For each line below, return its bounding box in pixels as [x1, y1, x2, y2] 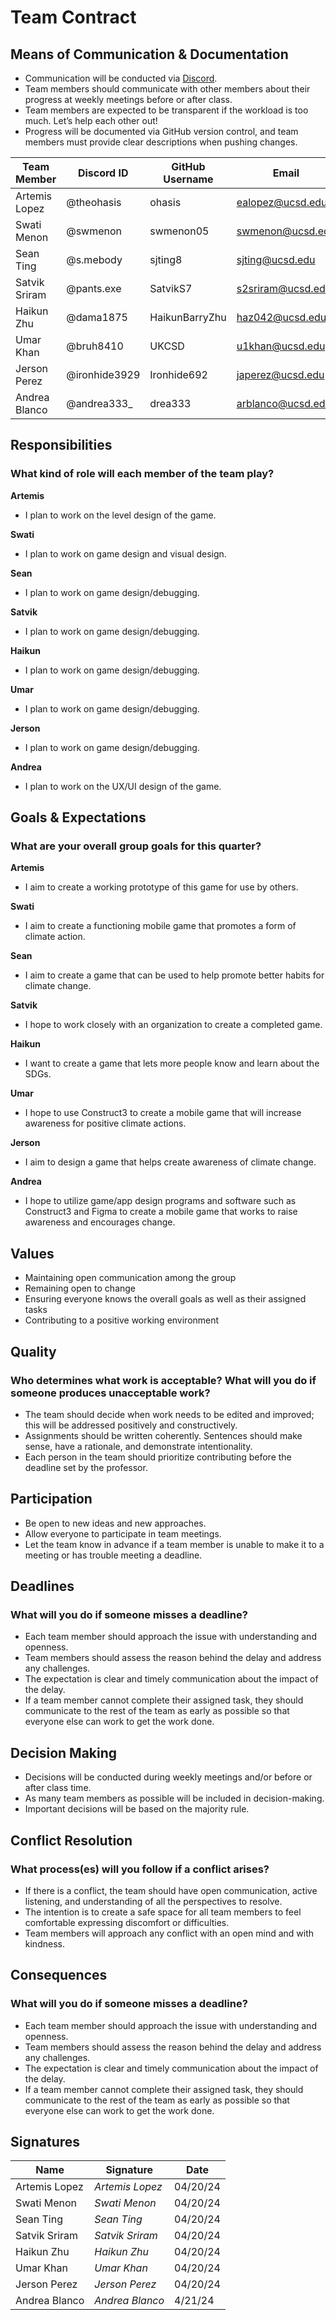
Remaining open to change [24, 1282, 137, 1295]
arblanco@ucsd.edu [236, 397, 332, 410]
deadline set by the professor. [24, 1461, 148, 1473]
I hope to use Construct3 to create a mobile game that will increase [24, 1107, 302, 1119]
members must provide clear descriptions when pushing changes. [24, 136, 298, 148]
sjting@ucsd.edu [236, 253, 316, 266]
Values [10, 1245, 55, 1262]
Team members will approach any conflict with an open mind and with [24, 1927, 315, 1939]
